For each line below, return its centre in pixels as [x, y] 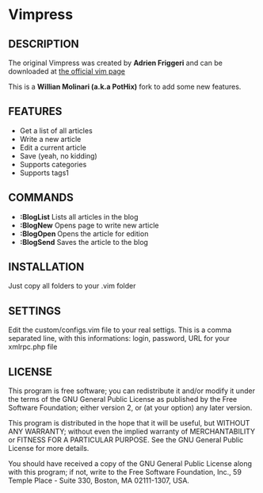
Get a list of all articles [56, 130]
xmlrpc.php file [33, 347]
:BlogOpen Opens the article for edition [84, 233]
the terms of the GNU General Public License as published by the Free [123, 399]
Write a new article [50, 139]
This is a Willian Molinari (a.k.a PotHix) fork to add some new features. [125, 86]
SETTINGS [34, 311]
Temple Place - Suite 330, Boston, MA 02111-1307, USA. [99, 480]
